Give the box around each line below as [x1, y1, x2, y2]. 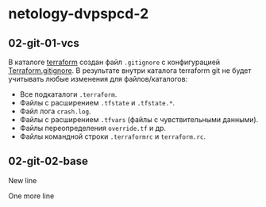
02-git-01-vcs [8, 36, 79, 50]
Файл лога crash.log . [19, 106, 91, 116]
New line [8, 175, 37, 185]
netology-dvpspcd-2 [8, 5, 149, 23]
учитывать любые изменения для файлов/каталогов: [8, 75, 188, 83]
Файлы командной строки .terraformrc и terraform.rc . [19, 132, 206, 141]
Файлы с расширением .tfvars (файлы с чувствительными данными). [19, 115, 259, 124]
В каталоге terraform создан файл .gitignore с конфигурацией [8, 57, 221, 67]
